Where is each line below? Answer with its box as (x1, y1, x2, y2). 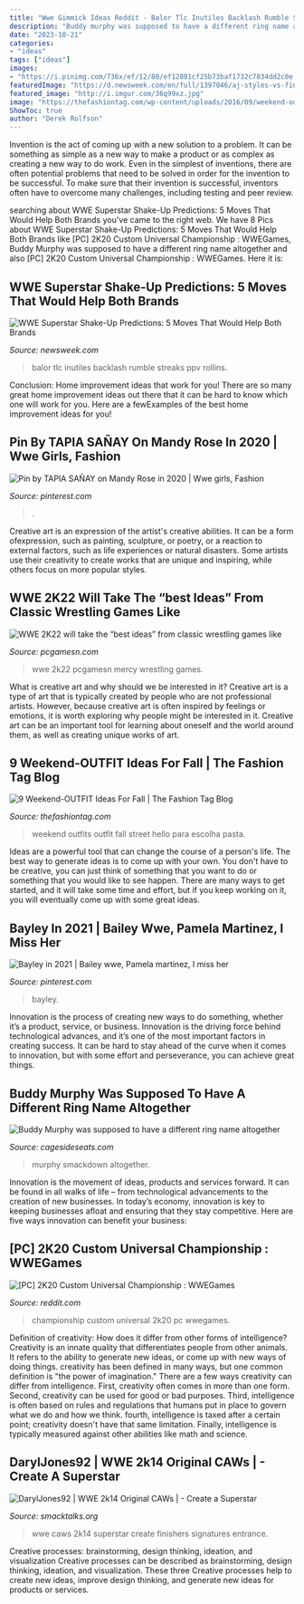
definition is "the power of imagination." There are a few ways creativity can (9, 1370, 292, 1381)
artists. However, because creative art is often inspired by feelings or (9, 700, 266, 711)
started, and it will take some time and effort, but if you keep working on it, (9, 885, 287, 896)
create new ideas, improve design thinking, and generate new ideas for (9, 1574, 274, 1585)
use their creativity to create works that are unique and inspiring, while (9, 554, 273, 565)
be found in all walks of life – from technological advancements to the (9, 1186, 269, 1196)
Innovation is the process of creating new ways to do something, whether (9, 1012, 283, 1023)
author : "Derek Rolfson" (9, 114, 103, 123)
